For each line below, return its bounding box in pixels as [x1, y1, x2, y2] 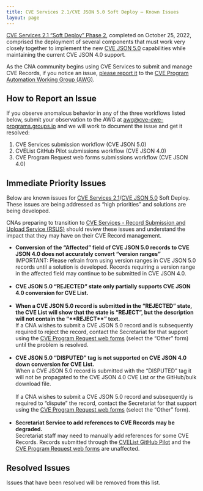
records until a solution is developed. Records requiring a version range [15, 263, 196, 271]
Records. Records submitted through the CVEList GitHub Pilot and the [15, 438, 191, 446]
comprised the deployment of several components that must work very [6, 38, 185, 45]
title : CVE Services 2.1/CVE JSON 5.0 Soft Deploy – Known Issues [6, 9, 179, 15]
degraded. [15, 426, 43, 433]
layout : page [6, 15, 40, 21]
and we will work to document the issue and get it [57, 123, 183, 130]
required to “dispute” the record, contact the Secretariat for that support [15, 399, 197, 407]
